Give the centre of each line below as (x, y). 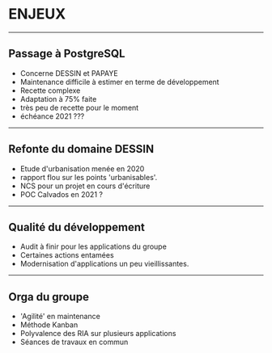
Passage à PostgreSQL (67, 54)
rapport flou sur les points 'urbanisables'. (89, 177)
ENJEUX (37, 14)
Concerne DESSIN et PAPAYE (69, 73)
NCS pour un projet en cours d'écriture (85, 186)
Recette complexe (50, 90)
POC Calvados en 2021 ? (62, 194)
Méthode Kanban (49, 325)
